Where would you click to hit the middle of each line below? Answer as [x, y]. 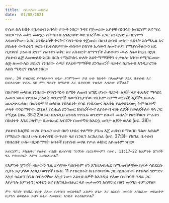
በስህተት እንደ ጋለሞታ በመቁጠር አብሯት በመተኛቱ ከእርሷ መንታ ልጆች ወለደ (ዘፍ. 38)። [78, 120]
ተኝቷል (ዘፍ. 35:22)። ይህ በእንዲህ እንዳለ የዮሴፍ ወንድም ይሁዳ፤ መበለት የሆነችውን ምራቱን [82, 114]
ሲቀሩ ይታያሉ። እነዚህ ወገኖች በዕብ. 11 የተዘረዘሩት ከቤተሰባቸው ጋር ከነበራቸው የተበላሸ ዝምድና [84, 171]
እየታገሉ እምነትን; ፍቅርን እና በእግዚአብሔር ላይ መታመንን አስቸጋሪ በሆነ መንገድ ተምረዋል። [80, 182]
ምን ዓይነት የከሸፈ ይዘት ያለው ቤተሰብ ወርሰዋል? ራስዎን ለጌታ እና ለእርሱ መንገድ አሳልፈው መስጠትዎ [84, 191]
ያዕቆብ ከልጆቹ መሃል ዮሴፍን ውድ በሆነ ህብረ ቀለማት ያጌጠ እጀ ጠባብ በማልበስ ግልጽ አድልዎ [82, 130]
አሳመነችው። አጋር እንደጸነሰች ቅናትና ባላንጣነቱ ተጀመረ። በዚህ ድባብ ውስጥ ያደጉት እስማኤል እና [84, 40]
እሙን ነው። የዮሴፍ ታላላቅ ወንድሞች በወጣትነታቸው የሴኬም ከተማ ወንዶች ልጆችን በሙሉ [80, 97]
